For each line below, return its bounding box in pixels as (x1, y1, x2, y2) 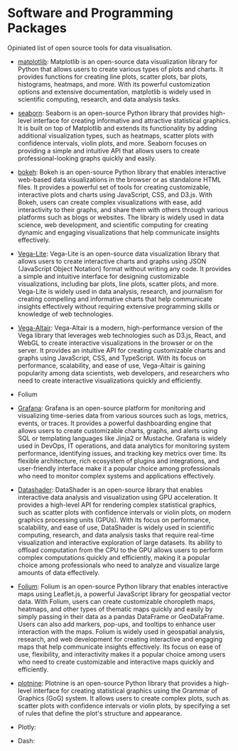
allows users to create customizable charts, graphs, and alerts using (17, 426, 218, 434)
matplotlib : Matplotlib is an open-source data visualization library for (17, 57, 218, 65)
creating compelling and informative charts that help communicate (17, 295, 213, 303)
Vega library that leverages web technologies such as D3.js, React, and (17, 331, 226, 339)
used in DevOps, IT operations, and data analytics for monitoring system (17, 442, 230, 450)
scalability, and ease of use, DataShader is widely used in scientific (17, 523, 215, 532)
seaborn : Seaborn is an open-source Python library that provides (17, 109, 209, 117)
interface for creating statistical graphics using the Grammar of (33, 686, 218, 695)
